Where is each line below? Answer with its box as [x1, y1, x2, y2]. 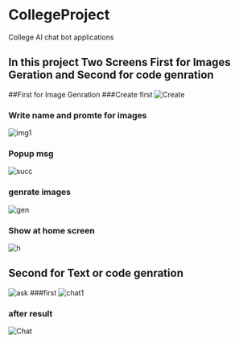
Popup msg [8, 147, 54, 159]
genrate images [8, 187, 71, 198]
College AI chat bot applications [8, 32, 114, 42]
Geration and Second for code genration [8, 68, 215, 82]
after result [8, 308, 53, 319]
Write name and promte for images [8, 110, 147, 121]
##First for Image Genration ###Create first [8, 89, 153, 99]
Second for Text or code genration [8, 267, 183, 280]
